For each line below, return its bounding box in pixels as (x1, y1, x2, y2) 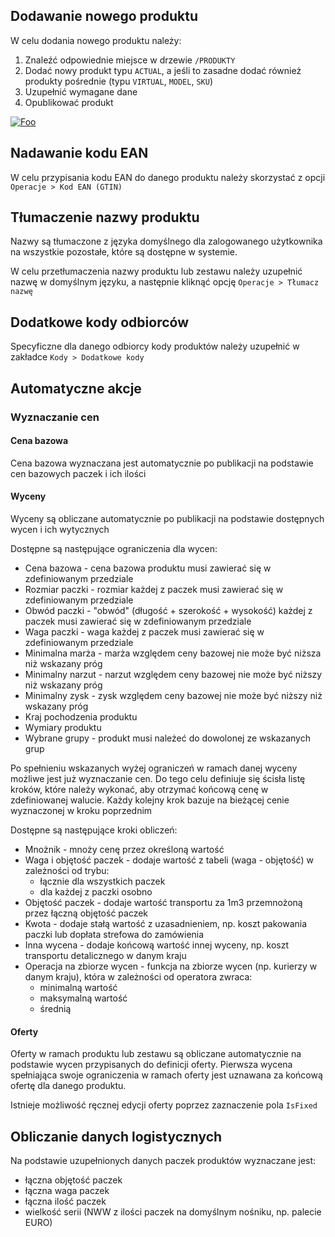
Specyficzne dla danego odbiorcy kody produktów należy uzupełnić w (10, 340, 300, 353)
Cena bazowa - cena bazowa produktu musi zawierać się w (24, 562, 272, 574)
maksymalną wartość (39, 992, 128, 1004)
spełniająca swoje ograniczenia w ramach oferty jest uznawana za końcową (10, 1069, 323, 1081)
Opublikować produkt (24, 96, 114, 108)
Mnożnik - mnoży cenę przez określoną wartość (24, 843, 225, 855)
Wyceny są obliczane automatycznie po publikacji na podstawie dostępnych (10, 512, 325, 524)
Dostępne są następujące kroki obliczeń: (10, 824, 178, 836)
